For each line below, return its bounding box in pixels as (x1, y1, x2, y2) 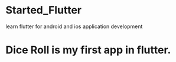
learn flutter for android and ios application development (5, 23, 143, 30)
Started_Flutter (5, 4, 82, 17)
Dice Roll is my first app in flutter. (5, 43, 171, 57)
